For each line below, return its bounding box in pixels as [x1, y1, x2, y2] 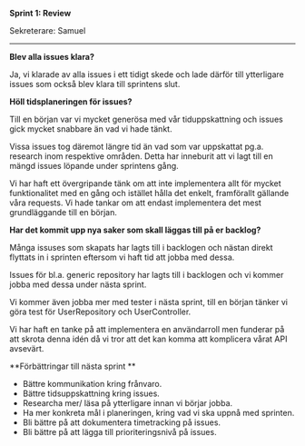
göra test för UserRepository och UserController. [9, 306, 192, 317]
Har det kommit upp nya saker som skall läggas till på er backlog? [9, 224, 261, 235]
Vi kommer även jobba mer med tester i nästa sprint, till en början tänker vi [9, 297, 289, 307]
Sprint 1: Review [9, 8, 72, 18]
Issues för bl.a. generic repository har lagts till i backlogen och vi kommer [9, 270, 284, 280]
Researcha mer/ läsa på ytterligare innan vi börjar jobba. [22, 398, 233, 408]
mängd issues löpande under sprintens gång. [9, 161, 179, 171]
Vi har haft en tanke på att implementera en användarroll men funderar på [9, 324, 285, 334]
